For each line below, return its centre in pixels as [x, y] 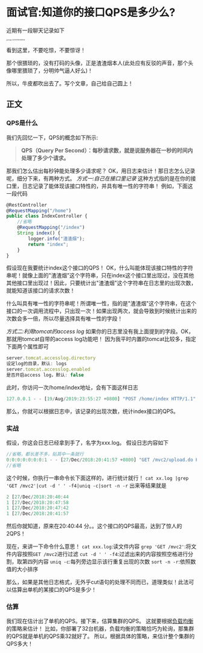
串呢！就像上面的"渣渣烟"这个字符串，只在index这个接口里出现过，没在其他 [100, 276]
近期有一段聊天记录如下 [35, 30]
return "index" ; [48, 244]
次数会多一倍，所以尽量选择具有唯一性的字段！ [64, 319]
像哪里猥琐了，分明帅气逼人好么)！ [50, 70]
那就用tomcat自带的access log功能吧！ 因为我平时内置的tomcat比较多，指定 [101, 339]
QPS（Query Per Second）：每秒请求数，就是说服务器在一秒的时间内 [107, 150]
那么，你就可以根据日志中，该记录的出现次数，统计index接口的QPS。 [93, 411]
